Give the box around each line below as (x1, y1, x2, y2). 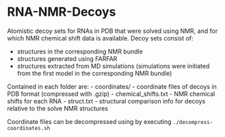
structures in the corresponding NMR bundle (16, 47, 144, 55)
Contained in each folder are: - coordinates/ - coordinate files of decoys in (7, 82, 217, 90)
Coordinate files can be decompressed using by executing (7, 117, 172, 125)
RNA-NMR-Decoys (7, 4, 116, 20)
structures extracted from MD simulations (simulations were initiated (16, 62, 210, 70)
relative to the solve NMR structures (7, 104, 108, 112)
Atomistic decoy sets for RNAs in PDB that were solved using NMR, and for (7, 27, 218, 35)
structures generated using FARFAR (16, 54, 118, 62)
